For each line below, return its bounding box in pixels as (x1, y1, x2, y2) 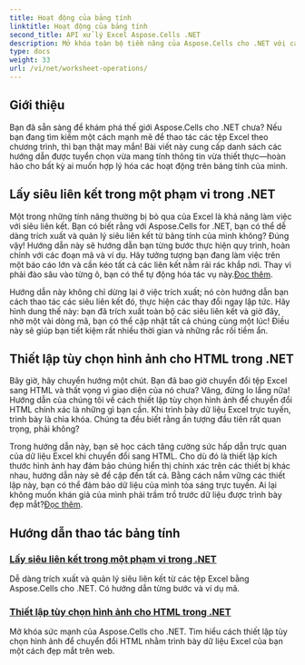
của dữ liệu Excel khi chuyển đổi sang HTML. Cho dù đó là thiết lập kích (9, 451, 278, 462)
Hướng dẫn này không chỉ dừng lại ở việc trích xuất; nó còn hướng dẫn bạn (9, 286, 289, 297)
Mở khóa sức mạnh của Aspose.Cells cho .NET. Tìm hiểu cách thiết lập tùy (9, 626, 288, 637)
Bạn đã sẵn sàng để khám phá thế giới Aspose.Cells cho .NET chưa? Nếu (9, 122, 283, 133)
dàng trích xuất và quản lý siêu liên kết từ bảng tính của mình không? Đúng (9, 230, 290, 241)
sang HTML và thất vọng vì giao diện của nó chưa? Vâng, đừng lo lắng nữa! (9, 385, 290, 396)
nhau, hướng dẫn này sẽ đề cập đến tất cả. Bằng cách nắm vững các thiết (9, 470, 286, 481)
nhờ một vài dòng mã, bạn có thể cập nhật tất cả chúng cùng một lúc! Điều (9, 315, 290, 326)
